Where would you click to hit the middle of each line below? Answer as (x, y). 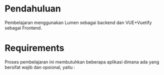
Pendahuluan (33, 9)
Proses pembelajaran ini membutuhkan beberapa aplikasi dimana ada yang (82, 62)
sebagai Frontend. (23, 27)
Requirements (34, 48)
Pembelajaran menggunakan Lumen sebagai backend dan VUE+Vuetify (78, 22)
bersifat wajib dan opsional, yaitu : (40, 67)
